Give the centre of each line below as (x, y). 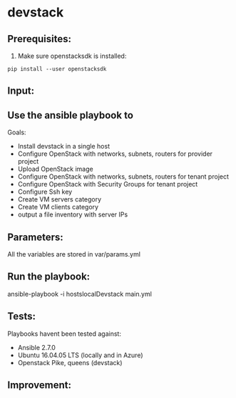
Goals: (17, 132)
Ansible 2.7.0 (36, 347)
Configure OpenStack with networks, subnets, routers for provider (115, 154)
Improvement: (40, 385)
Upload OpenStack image (56, 169)
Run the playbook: (49, 277)
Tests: (21, 316)
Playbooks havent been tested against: (64, 334)
